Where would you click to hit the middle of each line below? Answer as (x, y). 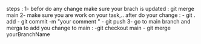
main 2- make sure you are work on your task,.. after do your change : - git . (101, 15)
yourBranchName (28, 34)
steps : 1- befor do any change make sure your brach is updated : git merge (100, 9)
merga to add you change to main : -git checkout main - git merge (89, 28)
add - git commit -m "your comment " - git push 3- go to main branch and (98, 21)
